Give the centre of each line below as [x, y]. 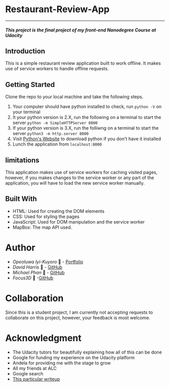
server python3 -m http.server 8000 [51, 134]
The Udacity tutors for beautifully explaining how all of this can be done [87, 352]
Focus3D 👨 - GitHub [33, 278]
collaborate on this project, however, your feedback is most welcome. [78, 318]
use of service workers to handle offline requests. [57, 69]
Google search [28, 373]
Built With [21, 199]
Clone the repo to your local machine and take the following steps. [74, 97]
